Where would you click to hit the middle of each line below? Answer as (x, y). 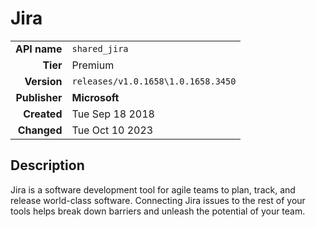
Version (43, 81)
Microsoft (95, 97)
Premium (93, 65)
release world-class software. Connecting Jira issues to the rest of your (158, 200)
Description (47, 165)
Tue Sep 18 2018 (113, 114)
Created (43, 114)
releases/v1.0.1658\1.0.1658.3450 (154, 81)
